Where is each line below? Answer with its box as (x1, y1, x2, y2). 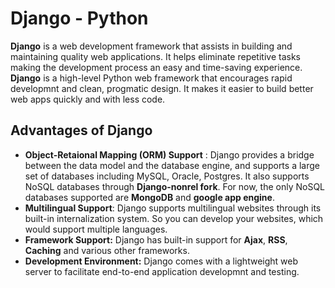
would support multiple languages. (24, 223, 168, 235)
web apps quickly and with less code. (10, 93, 166, 105)
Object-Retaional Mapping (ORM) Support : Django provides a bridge (24, 148, 315, 161)
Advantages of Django (10, 122, 153, 139)
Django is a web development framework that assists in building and (10, 40, 293, 52)
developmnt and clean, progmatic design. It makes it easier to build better (10, 82, 314, 94)
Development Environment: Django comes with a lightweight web (24, 255, 298, 267)
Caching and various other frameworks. (24, 244, 190, 256)
